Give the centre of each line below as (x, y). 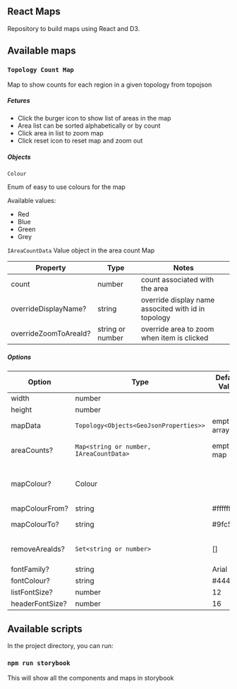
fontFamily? (30, 569)
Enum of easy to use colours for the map (66, 187)
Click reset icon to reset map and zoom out (80, 141)
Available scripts (45, 629)
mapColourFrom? (39, 508)
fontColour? (31, 581)
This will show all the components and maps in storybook (91, 678)
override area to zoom (177, 329)
